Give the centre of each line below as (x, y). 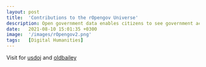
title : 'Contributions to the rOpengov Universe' (72, 18)
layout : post (23, 12)
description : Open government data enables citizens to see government (100, 23)
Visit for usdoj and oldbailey (41, 58)
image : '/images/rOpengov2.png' (49, 35)
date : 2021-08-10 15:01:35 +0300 (52, 29)
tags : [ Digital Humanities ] (45, 40)
